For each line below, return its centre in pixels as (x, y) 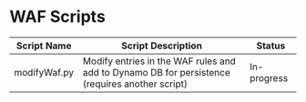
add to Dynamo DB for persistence (156, 72)
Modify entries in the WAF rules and (159, 61)
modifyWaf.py (44, 72)
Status (271, 46)
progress (269, 77)
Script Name (44, 46)
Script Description (162, 46)
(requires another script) (135, 84)
